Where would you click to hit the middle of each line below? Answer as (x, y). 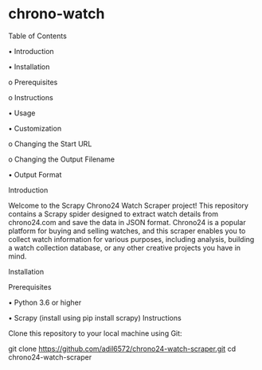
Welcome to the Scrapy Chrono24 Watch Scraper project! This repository (129, 205)
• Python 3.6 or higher (45, 302)
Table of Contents (38, 36)
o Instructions (31, 97)
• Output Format (35, 174)
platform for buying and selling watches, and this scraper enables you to (127, 231)
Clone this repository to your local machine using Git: (95, 333)
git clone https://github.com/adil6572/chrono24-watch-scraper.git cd (122, 349)
